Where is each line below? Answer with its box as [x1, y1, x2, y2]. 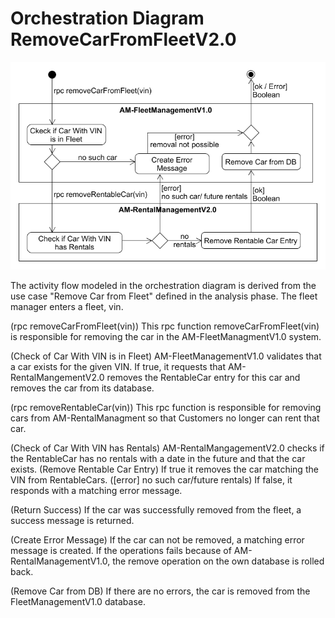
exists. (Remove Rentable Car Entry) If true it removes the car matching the [10, 463, 319, 475]
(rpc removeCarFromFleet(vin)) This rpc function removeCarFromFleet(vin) [10, 320, 320, 332]
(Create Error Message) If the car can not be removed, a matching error [10, 533, 305, 546]
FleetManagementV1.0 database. [10, 595, 146, 607]
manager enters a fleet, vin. [10, 300, 124, 312]
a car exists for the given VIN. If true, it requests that [10, 360, 226, 372]
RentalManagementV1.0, [10, 555, 111, 567]
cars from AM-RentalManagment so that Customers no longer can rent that [10, 412, 320, 424]
